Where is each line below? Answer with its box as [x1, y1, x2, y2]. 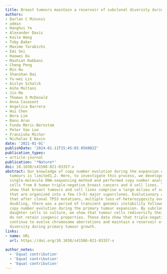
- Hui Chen [5, 109, 28, 114]
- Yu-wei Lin [5, 76, 32, 81]
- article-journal [5, 155, 43, 160]
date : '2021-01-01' [5, 141, 46, 146]
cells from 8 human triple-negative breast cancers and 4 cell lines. [9, 183, 159, 188]
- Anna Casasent [5, 100, 39, 105]
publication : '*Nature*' [5, 159, 57, 164]
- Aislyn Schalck [5, 81, 41, 86]
